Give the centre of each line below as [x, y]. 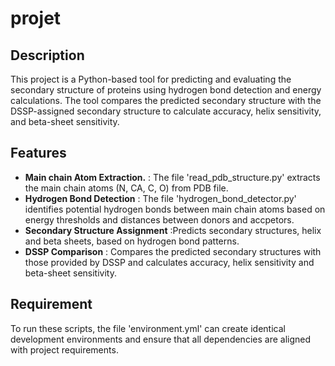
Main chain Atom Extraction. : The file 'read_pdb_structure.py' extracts [172, 177]
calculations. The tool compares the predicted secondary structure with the [166, 100]
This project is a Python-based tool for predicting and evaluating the [151, 79]
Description [47, 55]
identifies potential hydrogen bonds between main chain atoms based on [175, 209]
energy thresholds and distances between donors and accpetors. [159, 219]
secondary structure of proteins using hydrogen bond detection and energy [166, 90]
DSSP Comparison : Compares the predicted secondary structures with [173, 251]
